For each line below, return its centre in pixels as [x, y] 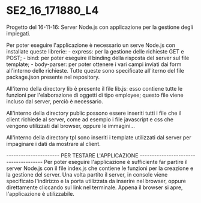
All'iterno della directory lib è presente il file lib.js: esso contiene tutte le [94, 88]
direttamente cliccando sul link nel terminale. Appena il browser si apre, [94, 187]
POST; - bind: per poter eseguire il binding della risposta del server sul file [98, 58]
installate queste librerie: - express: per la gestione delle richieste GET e [95, 51]
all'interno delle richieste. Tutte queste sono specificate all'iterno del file [95, 70]
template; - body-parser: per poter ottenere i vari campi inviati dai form [94, 64]
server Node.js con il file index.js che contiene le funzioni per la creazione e [100, 168]
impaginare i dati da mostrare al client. [53, 144]
